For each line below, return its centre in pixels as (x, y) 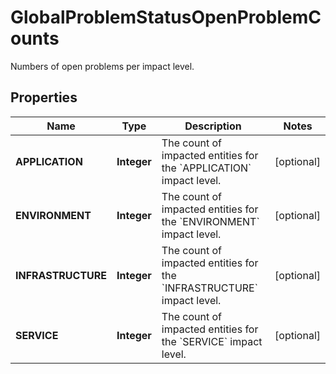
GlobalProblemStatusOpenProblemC (166, 17)
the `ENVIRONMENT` (210, 221)
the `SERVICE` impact (212, 341)
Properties (44, 97)
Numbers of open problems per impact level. (102, 66)
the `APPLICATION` (206, 168)
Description (213, 126)
